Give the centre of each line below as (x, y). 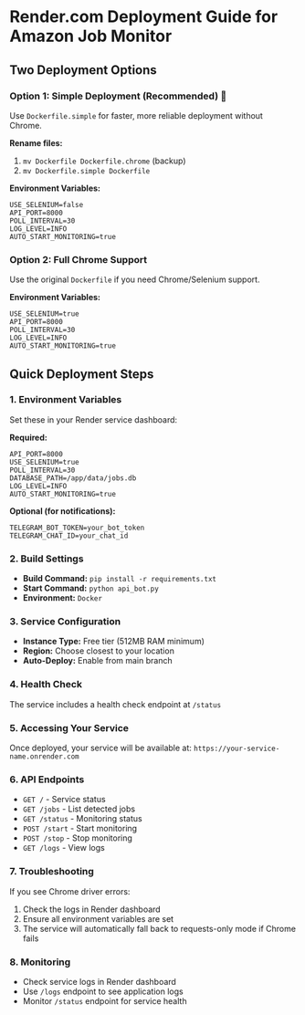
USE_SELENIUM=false (47, 204)
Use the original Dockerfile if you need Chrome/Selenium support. (135, 279)
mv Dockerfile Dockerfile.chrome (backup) (104, 161)
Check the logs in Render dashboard (92, 909)
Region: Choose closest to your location (99, 651)
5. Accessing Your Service (69, 727)
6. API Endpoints (47, 780)
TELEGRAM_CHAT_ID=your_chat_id (69, 536)
